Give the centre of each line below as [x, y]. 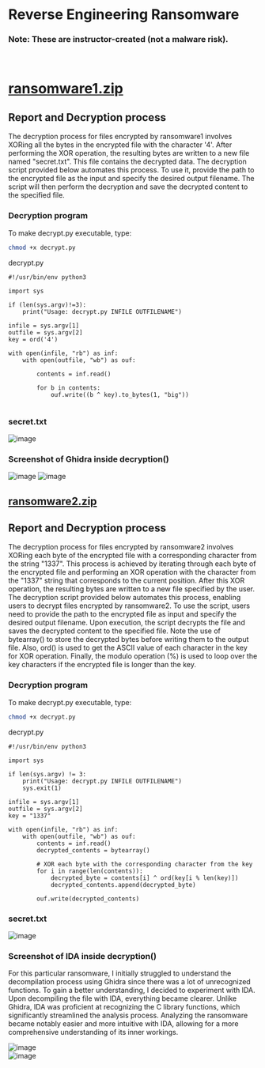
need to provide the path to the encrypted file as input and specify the [123, 614]
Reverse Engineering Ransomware [124, 15]
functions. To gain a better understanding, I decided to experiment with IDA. [132, 991]
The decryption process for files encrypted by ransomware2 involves [121, 547]
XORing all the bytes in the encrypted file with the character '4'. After [120, 145]
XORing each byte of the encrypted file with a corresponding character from [132, 556]
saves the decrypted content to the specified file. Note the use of [115, 631]
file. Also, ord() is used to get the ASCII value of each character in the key [128, 648]
